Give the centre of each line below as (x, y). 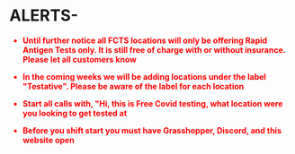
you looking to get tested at (75, 113)
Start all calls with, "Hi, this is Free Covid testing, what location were (152, 103)
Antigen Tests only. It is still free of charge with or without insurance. (154, 49)
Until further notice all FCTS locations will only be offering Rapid (145, 40)
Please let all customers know (79, 59)
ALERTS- (44, 16)
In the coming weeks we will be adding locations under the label (144, 76)
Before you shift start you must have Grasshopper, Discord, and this (152, 130)
